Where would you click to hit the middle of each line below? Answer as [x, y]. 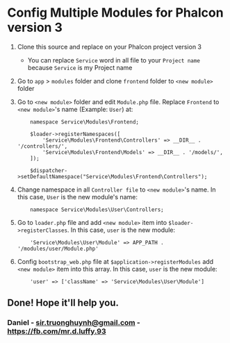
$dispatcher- [49, 170]
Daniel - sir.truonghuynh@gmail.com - [74, 323]
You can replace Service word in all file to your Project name [114, 60]
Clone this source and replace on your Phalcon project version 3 [109, 47]
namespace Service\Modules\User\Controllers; [97, 210]
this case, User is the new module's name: [77, 196]
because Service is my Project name [80, 67]
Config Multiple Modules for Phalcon [115, 13]
